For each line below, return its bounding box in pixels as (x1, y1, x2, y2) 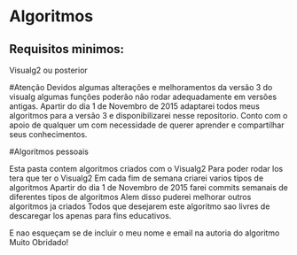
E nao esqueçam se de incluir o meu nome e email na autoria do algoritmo (9, 228, 280, 238)
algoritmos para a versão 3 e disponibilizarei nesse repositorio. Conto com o (9, 111, 288, 120)
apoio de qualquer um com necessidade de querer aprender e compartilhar (9, 120, 285, 130)
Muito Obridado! (9, 237, 69, 247)
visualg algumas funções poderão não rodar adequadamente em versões (9, 91, 277, 102)
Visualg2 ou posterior (9, 65, 89, 75)
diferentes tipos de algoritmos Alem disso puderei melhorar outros (9, 192, 252, 202)
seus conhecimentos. (9, 129, 88, 139)
